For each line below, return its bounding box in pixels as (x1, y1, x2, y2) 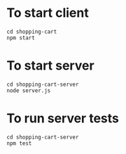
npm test (6, 139, 32, 147)
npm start (6, 34, 36, 41)
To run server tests (6, 110, 120, 127)
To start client (6, 5, 89, 21)
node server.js (6, 86, 51, 94)
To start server (6, 58, 95, 74)
